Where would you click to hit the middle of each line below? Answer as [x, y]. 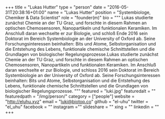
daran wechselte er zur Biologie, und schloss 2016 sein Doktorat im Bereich [82, 70]
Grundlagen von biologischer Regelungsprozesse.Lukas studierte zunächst [82, 54]
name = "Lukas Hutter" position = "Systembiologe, [99, 12]
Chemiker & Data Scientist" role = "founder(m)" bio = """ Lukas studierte [79, 18]
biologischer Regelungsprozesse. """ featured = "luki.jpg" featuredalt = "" [81, 91]
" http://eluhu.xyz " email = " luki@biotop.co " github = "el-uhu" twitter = [77, 101]
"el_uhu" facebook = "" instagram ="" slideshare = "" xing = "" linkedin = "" [82, 107]
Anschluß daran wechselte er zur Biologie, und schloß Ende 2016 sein [76, 33]
